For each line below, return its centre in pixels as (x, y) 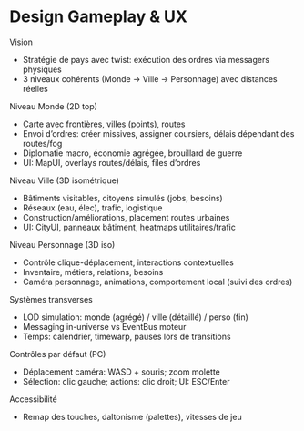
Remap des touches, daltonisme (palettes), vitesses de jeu (132, 416)
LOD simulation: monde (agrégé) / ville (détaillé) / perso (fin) (135, 317)
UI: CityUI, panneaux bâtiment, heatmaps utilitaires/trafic (129, 227)
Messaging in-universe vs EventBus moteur (104, 326)
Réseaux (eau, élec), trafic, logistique (92, 208)
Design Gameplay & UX (99, 17)
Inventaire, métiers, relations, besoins (93, 272)
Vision (21, 42)
